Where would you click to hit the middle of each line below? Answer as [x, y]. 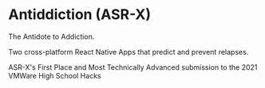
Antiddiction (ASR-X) [80, 15]
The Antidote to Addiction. [51, 36]
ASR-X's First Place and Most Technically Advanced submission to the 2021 [133, 67]
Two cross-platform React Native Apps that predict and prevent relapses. [129, 52]
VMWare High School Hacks [55, 75]
